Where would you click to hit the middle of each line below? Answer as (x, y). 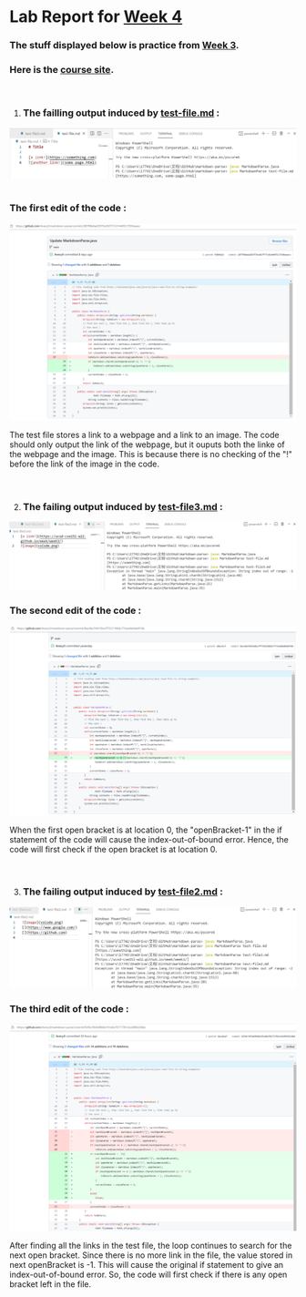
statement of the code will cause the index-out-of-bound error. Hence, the (149, 839)
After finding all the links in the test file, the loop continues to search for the (151, 1246)
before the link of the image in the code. (85, 464)
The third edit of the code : (69, 1008)
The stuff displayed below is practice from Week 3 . (124, 46)
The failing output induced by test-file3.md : (122, 506)
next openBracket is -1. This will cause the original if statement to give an (147, 1265)
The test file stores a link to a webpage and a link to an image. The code (144, 434)
